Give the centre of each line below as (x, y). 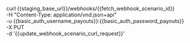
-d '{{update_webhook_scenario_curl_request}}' (66, 34)
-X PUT (15, 27)
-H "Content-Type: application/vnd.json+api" (61, 15)
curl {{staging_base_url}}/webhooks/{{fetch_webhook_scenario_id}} (91, 9)
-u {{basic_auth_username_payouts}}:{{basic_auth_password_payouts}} (95, 21)
